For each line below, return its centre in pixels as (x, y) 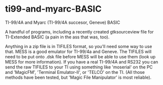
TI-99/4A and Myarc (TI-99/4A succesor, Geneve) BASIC (63, 22)
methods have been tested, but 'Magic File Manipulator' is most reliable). (78, 77)
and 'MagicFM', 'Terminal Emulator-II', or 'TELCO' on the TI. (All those (75, 72)
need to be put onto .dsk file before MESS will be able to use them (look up (80, 56)
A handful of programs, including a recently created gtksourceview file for (79, 32)
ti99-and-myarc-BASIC (53, 9)
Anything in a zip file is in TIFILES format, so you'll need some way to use (79, 46)
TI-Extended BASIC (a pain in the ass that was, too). (57, 37)
